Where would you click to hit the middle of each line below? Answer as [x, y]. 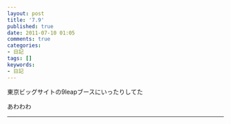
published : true [30, 26]
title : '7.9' [26, 20]
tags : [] [20, 59]
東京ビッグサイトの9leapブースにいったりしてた [75, 92]
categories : [24, 45]
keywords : [21, 65]
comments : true [29, 39]
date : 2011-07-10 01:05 [41, 33]
